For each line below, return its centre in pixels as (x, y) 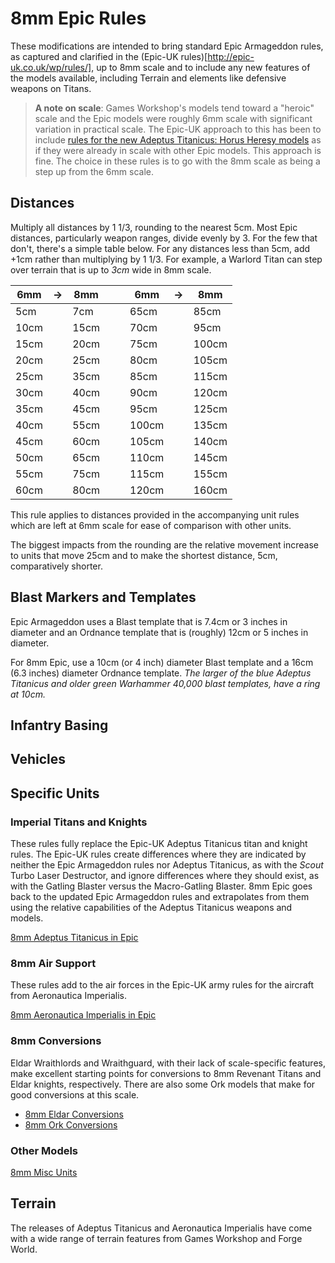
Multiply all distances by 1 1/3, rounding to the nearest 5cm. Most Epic (154, 227)
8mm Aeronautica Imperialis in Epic (83, 1015)
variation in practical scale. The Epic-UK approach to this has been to (178, 129)
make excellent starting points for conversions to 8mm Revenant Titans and (166, 1073)
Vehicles (38, 759)
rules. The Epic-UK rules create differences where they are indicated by (158, 854)
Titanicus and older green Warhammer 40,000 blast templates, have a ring (165, 683)
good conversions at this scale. (75, 1094)
